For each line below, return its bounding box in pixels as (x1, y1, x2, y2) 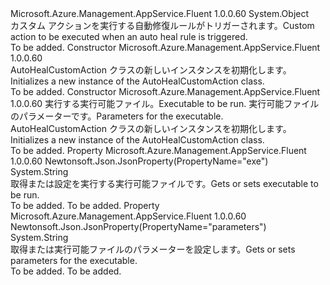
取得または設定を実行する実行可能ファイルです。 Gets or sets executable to (10, 178, 319, 189)
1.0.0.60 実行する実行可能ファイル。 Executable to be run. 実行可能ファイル (10, 98, 320, 109)
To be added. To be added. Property (10, 200, 160, 211)
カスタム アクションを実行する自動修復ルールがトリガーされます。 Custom (10, 20, 315, 31)
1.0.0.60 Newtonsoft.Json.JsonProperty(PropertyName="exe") (10, 155, 269, 167)
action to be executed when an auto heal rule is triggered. (10, 31, 248, 42)
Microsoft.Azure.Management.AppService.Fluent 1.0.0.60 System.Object (10, 8, 310, 19)
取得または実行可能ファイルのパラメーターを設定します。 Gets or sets (10, 243, 296, 255)
